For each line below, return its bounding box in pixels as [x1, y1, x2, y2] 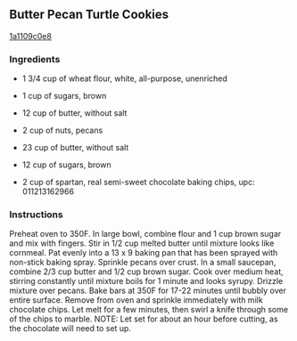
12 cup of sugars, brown [21, 159, 111, 170]
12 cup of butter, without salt [21, 108, 128, 118]
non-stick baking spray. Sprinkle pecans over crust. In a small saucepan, [9, 257, 276, 268]
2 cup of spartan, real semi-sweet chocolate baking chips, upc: [21, 177, 256, 188]
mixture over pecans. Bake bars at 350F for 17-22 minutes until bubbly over [9, 285, 287, 296]
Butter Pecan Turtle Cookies [9, 7, 169, 22]
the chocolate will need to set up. [9, 323, 132, 334]
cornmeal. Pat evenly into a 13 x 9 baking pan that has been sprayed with [9, 248, 278, 258]
